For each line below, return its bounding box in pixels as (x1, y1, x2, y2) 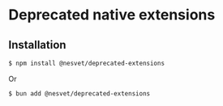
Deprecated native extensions (8, 6, 216, 24)
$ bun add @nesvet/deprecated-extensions (8, 89, 151, 98)
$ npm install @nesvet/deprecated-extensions (8, 59, 165, 67)
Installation (8, 38, 66, 52)
